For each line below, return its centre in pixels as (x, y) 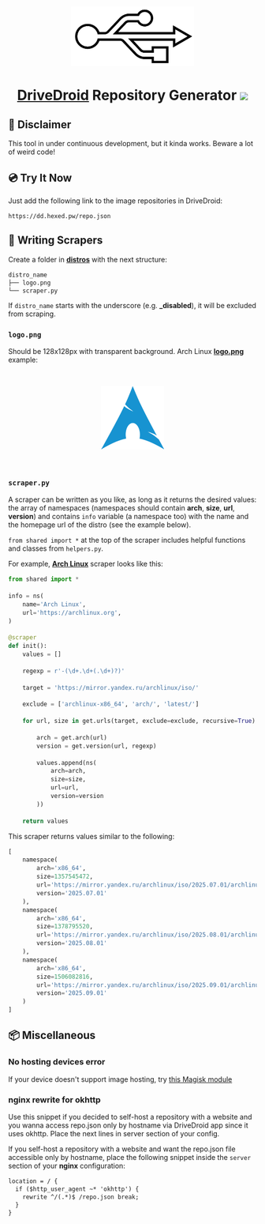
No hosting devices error (57, 1062)
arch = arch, (68, 771)
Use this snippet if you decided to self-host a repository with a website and (130, 1117)
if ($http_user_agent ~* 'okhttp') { (77, 1189)
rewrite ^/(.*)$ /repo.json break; (81, 1197)
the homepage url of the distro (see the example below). (100, 525)
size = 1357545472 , (65, 877)
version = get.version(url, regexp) (97, 746)
